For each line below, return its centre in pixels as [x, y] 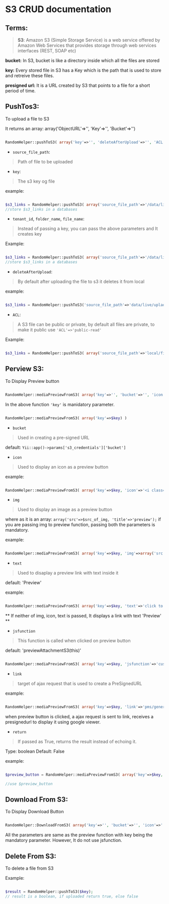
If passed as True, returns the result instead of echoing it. [77, 741]
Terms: [17, 28]
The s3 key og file [36, 181]
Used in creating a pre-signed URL [53, 437]
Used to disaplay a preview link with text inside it [68, 573]
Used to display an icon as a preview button [63, 467]
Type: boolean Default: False [35, 751]
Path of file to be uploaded [45, 161]
